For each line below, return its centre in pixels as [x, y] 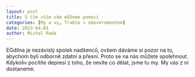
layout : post [22, 11]
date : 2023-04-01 [27, 28]
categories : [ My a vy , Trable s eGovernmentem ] [66, 22]
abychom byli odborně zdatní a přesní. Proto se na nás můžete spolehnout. [97, 56]
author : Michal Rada [32, 34]
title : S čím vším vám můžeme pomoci [53, 17]
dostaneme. [21, 69]
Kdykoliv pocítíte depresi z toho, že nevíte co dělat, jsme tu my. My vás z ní [97, 63]
